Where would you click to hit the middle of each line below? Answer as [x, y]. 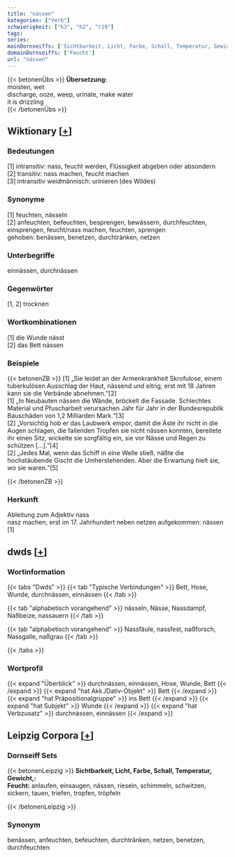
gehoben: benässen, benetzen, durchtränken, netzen [84, 237]
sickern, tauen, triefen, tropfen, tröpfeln [64, 792]
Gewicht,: [22, 778]
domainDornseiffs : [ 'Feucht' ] [51, 53]
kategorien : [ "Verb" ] [39, 20]
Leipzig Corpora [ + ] [51, 735]
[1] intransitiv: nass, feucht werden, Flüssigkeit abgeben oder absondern [111, 166]
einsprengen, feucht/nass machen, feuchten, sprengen [86, 229]
